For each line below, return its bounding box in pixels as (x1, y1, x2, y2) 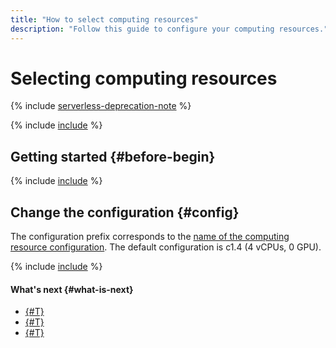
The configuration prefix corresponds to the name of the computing (10, 231, 290, 243)
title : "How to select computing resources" (10, 14, 199, 25)
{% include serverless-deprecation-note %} (10, 100, 192, 112)
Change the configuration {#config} (10, 204, 240, 221)
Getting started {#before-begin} (10, 148, 216, 165)
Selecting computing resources (10, 67, 278, 90)
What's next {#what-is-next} (10, 283, 134, 295)
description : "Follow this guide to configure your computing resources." (10, 24, 329, 34)
